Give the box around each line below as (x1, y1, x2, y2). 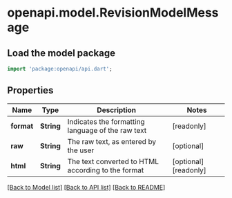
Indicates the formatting (67, 116, 145, 126)
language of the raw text (67, 125, 147, 135)
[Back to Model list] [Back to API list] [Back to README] (7, 183, 166, 191)
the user (67, 145, 95, 155)
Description (96, 105, 137, 115)
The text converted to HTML (67, 156, 159, 166)
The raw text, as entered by (67, 136, 157, 146)
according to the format (67, 165, 144, 174)
